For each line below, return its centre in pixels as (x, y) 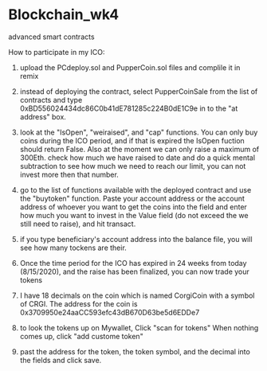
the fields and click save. (61, 360)
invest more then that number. (69, 174)
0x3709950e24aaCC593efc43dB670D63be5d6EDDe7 (110, 312)
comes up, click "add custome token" (81, 336)
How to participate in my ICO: (57, 52)
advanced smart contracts (51, 37)
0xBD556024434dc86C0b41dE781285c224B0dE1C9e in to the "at (129, 108)
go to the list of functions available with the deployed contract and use (135, 189)
